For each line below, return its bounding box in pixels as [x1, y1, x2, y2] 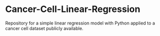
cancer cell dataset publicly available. [5, 25, 84, 31]
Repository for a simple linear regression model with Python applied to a [5, 20, 155, 26]
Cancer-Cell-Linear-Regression [5, 3, 140, 15]
